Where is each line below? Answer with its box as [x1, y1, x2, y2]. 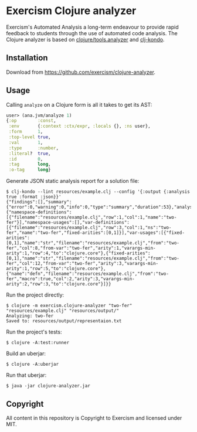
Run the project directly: [6, 291, 64, 298]
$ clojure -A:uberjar [6, 362, 59, 368]
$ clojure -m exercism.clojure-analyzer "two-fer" [6, 303, 133, 309]
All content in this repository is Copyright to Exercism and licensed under [6, 414, 182, 421]
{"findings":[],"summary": [6, 199, 72, 205]
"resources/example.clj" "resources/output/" [6, 308, 119, 314]
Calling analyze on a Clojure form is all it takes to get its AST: [6, 101, 152, 108]
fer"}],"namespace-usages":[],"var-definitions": [6, 220, 130, 226]
